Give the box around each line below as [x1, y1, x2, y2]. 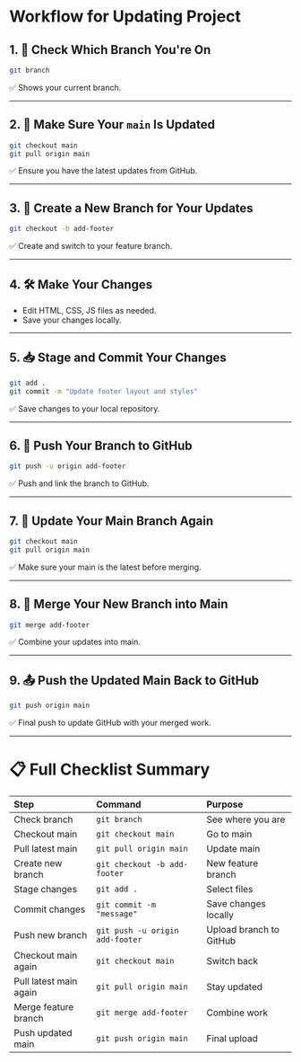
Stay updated [205, 981, 262, 994]
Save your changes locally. [21, 314, 123, 325]
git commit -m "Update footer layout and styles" [9, 386, 199, 396]
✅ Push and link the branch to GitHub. [9, 478, 150, 489]
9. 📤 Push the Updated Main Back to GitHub [9, 672, 260, 688]
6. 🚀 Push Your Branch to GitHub [9, 438, 193, 453]
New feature [205, 857, 259, 870]
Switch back [205, 955, 259, 968]
